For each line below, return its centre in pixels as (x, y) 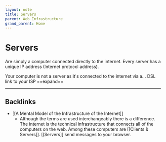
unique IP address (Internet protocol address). (52, 67)
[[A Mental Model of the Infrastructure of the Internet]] (68, 113)
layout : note (19, 10)
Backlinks (21, 102)
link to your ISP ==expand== (34, 81)
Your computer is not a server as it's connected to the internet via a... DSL (80, 76)
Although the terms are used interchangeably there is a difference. (87, 119)
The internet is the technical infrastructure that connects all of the (86, 124)
